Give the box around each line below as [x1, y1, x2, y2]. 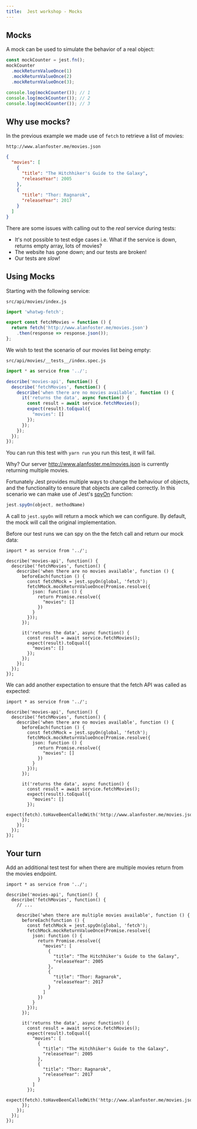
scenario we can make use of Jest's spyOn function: [6, 491, 133, 498]
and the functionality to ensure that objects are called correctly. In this [6, 485, 176, 492]
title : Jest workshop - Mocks [6, 8, 83, 15]
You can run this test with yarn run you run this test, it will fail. [6, 449, 156, 457]
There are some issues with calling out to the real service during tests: [6, 224, 176, 232]
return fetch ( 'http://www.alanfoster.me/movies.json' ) [11, 325, 148, 331]
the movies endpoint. [6, 870, 57, 877]
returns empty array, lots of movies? [14, 242, 103, 249]
